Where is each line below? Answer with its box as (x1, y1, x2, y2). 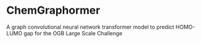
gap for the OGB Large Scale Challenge (23, 29, 123, 36)
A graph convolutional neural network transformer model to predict (6, 23, 175, 30)
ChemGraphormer (6, 4, 100, 17)
